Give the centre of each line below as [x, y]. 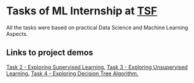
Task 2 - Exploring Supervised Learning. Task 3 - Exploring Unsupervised [97, 67]
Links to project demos [50, 53]
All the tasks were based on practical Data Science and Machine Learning [97, 27]
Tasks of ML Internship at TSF [82, 11]
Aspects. [17, 33]
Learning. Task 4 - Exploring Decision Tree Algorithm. [72, 73]
